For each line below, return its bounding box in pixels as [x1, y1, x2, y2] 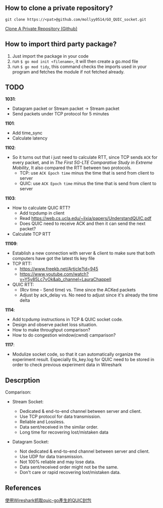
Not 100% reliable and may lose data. [19, 459, 96, 465]
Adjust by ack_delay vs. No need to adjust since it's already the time [19, 292, 158, 298]
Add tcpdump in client [19, 210, 65, 216]
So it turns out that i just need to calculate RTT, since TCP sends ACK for [12, 154, 158, 160]
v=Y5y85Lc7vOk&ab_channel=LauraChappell [19, 276, 112, 283]
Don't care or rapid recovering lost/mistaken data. [19, 470, 121, 475]
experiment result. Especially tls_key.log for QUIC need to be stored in [12, 357, 155, 363]
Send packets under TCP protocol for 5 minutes [12, 111, 109, 117]
